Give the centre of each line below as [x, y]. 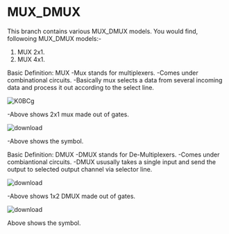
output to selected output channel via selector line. [80, 169]
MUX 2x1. [31, 52]
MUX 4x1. [31, 59]
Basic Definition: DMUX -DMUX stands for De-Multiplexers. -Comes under [113, 154]
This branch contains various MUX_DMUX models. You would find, [103, 31]
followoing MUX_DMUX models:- [54, 38]
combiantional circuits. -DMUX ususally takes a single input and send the [112, 162]
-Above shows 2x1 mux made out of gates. [68, 114]
